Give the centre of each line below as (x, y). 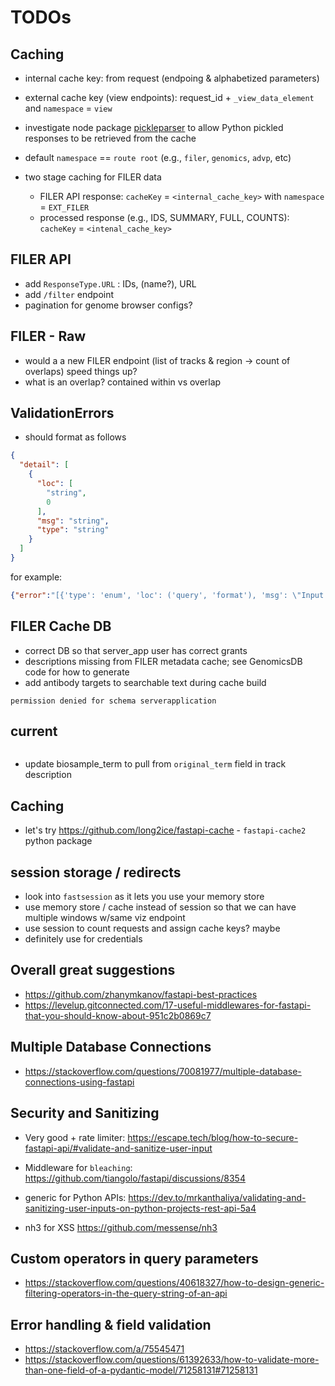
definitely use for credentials (83, 939)
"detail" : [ (44, 465)
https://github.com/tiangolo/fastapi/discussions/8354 (135, 1178)
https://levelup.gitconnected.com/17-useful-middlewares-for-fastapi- (168, 1005)
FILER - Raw (48, 336)
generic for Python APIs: (75, 1197)
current (34, 731)
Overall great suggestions (93, 970)
